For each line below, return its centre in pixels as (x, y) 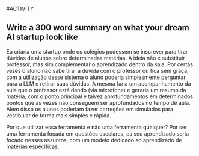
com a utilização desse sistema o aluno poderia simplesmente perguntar (96, 77)
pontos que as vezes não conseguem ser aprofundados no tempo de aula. (98, 102)
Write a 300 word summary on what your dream (98, 27)
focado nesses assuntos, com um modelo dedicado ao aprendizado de (94, 140)
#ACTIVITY (20, 9)
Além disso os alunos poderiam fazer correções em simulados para (90, 109)
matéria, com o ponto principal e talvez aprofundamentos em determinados (100, 96)
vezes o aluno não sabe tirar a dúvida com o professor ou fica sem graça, (97, 70)
